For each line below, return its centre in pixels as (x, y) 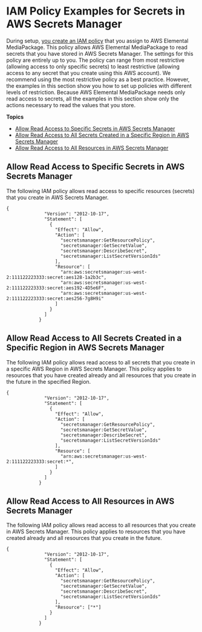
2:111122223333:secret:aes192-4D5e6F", (57, 288)
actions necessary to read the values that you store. (71, 105)
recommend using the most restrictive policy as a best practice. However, (98, 79)
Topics (15, 117)
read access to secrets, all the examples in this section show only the (93, 99)
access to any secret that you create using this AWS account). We (89, 73)
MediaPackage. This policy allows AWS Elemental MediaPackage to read (97, 47)
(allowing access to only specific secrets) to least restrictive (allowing (93, 66)
